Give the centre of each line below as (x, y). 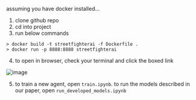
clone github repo (37, 20)
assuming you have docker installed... (53, 9)
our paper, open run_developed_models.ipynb (70, 90)
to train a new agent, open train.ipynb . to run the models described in (103, 84)
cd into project (33, 27)
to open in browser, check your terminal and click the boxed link (94, 61)
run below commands (42, 33)
